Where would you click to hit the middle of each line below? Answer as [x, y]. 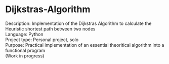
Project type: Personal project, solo [42, 40]
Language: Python [25, 34]
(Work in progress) [25, 56]
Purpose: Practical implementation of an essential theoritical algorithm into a [85, 45]
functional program [25, 50]
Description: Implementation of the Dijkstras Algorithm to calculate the [78, 23]
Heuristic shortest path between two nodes [50, 28]
